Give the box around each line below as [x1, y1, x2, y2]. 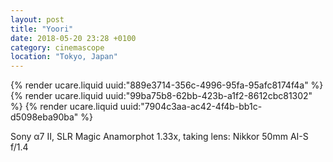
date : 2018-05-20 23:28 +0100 [10, 33, 137, 43]
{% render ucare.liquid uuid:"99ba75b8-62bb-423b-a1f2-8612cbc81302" [10, 90, 313, 102]
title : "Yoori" [10, 24, 74, 34]
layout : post [10, 14, 65, 25]
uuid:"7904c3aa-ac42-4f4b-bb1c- [119, 101, 263, 113]
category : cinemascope [10, 42, 105, 53]
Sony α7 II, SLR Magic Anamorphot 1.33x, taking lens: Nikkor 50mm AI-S [10, 131, 309, 143]
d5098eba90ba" [10, 111, 79, 123]
